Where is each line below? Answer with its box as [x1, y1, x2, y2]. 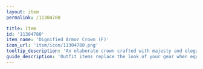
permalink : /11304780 [6, 15, 61, 21]
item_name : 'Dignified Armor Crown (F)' [6, 37, 110, 43]
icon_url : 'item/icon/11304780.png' [6, 42, 98, 48]
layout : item [6, 8, 39, 15]
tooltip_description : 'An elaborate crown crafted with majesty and [6, 48, 182, 54]
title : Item [6, 25, 36, 31]
